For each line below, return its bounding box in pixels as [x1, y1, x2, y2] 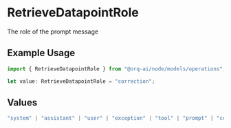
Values [7, 97, 38, 108]
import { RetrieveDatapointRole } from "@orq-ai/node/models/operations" [7, 65, 223, 73]
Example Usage [7, 47, 76, 59]
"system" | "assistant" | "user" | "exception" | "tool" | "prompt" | [7, 115, 214, 122]
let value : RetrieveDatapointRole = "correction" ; [7, 77, 155, 85]
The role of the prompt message [7, 27, 98, 36]
